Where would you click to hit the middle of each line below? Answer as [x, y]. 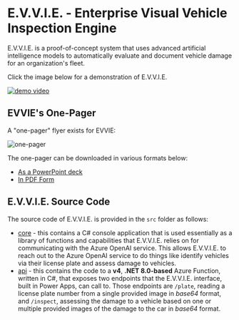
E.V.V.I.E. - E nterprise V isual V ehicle [117, 13]
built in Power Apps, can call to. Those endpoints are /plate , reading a [121, 286]
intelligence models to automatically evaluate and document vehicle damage [120, 56]
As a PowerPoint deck [50, 172]
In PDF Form [36, 179]
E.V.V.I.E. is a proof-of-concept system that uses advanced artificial [107, 48]
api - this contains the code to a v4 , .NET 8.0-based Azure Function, [119, 270]
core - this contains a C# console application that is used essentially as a [125, 232]
